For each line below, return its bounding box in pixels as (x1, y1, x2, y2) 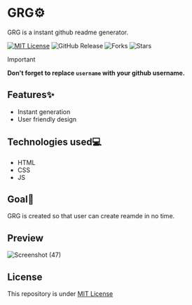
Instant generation (17, 107, 71, 116)
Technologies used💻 (7, 136, 102, 148)
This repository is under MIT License (7, 290, 114, 298)
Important (7, 55, 36, 64)
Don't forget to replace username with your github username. (7, 69, 186, 77)
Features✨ (7, 89, 55, 101)
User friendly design (17, 115, 77, 123)
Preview (7, 232, 44, 244)
